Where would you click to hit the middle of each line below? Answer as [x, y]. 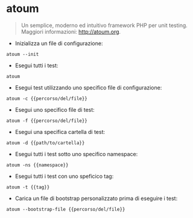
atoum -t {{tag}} [28, 187]
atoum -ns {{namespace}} [37, 165]
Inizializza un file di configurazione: [59, 43]
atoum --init [23, 54]
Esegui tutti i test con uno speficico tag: [64, 176]
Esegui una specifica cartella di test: [60, 132]
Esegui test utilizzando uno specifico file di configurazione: [88, 87]
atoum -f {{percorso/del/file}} [47, 121]
